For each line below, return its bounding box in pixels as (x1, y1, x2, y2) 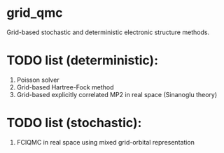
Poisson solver (16, 75, 60, 84)
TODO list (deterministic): (6, 52, 159, 68)
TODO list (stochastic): (6, 115, 142, 131)
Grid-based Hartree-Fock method (16, 82, 114, 92)
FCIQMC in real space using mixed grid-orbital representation (16, 138, 195, 146)
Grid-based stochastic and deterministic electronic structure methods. (6, 28, 210, 36)
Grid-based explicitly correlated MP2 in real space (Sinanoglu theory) (16, 90, 218, 99)
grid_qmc (6, 5, 63, 21)
